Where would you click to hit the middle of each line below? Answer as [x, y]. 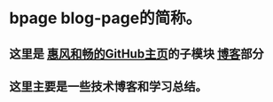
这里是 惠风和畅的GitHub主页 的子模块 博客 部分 [136, 54]
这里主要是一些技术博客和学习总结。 [108, 86]
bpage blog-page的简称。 [105, 18]
